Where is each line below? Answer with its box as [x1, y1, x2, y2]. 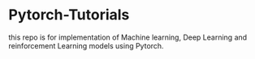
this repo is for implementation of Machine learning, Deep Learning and [8, 32, 248, 42]
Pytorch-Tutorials [8, 6, 130, 24]
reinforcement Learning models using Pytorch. [8, 40, 164, 50]
